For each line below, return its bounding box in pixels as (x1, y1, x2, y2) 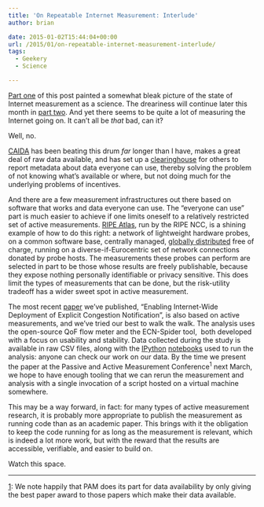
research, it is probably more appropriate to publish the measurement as (8, 410, 243, 420)
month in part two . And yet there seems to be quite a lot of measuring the (8, 107, 246, 116)
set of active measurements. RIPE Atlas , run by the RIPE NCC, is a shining (8, 219, 246, 229)
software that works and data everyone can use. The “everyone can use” (8, 203, 245, 212)
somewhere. (8, 387, 49, 396)
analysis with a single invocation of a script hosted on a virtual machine (8, 378, 240, 388)
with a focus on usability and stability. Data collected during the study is (8, 335, 241, 344)
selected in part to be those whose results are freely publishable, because (8, 261, 248, 271)
